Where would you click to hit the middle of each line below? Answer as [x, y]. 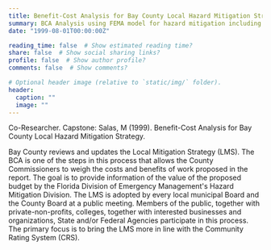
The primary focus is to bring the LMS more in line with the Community [126, 229]
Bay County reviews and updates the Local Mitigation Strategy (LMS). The [131, 152]
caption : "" [36, 98]
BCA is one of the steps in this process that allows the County [111, 160]
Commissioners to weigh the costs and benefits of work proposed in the [128, 169]
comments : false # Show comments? [68, 68]
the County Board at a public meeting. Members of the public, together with [134, 203]
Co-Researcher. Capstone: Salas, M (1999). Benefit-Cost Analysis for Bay [130, 128]
